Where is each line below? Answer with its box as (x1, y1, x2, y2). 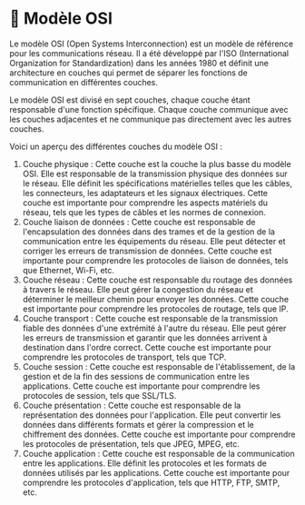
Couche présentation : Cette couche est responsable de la (22, 400, 241, 411)
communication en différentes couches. (9, 76, 159, 87)
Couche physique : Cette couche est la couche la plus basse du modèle (22, 158, 292, 169)
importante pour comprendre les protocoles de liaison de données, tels (22, 254, 289, 266)
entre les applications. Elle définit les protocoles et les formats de (22, 458, 268, 469)
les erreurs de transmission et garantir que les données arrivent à (22, 332, 268, 343)
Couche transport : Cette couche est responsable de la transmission (22, 312, 279, 323)
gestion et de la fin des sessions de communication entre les (22, 371, 250, 381)
